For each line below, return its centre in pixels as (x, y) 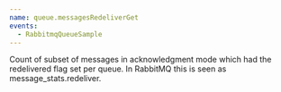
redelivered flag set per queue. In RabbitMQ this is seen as (118, 69)
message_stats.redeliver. (55, 79)
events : (24, 26)
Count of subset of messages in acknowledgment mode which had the (140, 60)
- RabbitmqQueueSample (60, 34)
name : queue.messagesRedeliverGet (74, 17)
